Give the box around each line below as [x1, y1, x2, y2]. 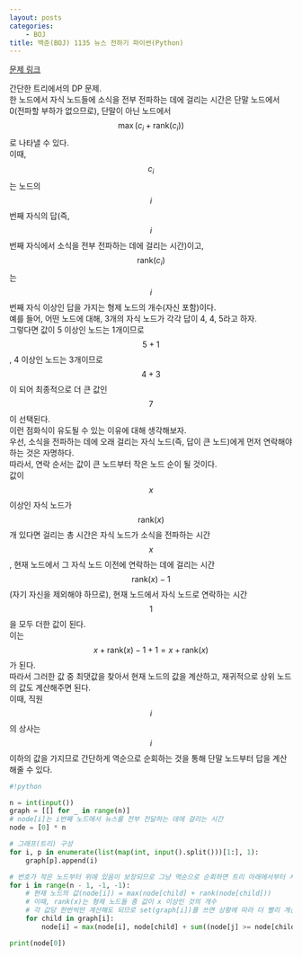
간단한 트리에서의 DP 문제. [9, 83, 102, 94]
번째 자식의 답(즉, [9, 210, 70, 221]
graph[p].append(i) [25, 855, 99, 865]
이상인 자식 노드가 [9, 500, 72, 510]
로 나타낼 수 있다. [9, 137, 70, 148]
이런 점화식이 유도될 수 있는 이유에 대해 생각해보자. [9, 424, 187, 436]
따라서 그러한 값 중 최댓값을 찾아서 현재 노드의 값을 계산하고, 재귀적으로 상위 [9, 670, 276, 681]
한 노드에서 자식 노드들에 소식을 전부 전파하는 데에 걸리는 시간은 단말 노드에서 [9, 94, 280, 105]
